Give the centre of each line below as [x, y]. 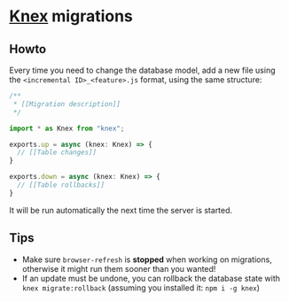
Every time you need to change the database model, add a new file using [142, 70]
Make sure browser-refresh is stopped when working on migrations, [147, 259]
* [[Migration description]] [67, 104]
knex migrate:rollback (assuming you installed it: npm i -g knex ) [141, 287]
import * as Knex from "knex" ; [67, 128]
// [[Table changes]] [57, 152]
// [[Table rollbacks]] [61, 185]
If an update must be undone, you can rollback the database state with [151, 278]
